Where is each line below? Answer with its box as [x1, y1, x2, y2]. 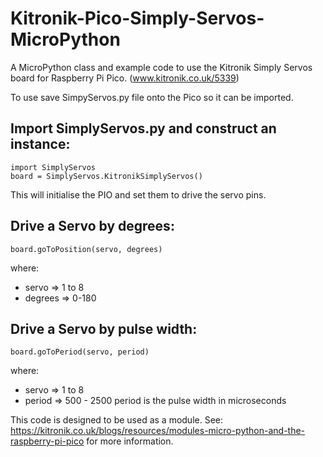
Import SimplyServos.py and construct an [10, 120, 277, 137]
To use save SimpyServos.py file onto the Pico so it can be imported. [10, 91, 294, 103]
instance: [10, 136, 71, 153]
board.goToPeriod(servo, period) [10, 347, 150, 357]
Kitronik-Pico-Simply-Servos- [10, 7, 265, 30]
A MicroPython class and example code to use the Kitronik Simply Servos [10, 61, 313, 73]
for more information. [86, 435, 174, 447]
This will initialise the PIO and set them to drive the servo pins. [10, 188, 267, 201]
